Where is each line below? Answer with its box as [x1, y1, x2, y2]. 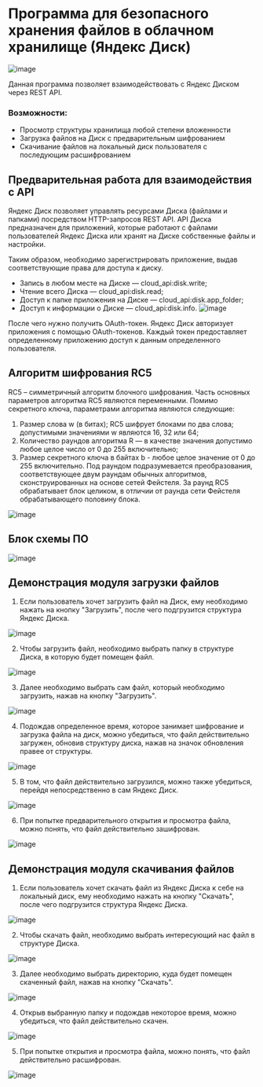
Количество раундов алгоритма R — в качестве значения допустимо [19, 435, 253, 445]
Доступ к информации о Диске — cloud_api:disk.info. [19, 303, 198, 313]
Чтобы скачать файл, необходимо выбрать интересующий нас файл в [19, 931, 255, 940]
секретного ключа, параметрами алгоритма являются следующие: [8, 404, 236, 413]
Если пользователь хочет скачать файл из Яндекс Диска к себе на [19, 883, 244, 893]
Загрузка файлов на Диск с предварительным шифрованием [19, 134, 225, 143]
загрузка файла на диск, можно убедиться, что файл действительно [19, 730, 250, 740]
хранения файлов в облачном [8, 21, 214, 39]
